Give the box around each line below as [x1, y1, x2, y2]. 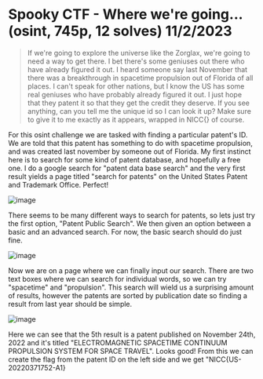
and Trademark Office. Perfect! [8, 180, 109, 189]
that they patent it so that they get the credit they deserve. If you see [27, 98, 250, 108]
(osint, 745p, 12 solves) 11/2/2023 [8, 22, 233, 40]
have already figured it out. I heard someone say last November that [27, 64, 248, 74]
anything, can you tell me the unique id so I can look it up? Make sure [27, 106, 251, 115]
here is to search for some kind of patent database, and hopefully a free [8, 155, 241, 164]
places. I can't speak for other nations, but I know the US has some [27, 81, 245, 91]
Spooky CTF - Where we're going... [8, 5, 243, 24]
